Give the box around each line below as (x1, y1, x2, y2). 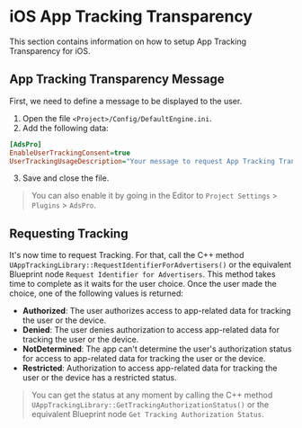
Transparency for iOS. (9, 45, 92, 56)
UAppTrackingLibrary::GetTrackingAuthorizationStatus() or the (31, 399, 270, 410)
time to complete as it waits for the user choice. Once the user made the (9, 279, 277, 290)
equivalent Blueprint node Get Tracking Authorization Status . (31, 409, 264, 420)
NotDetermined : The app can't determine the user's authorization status (22, 343, 292, 354)
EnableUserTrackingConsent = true (9, 148, 130, 157)
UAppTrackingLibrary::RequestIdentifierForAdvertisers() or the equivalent (9, 259, 292, 271)
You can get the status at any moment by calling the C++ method (31, 389, 273, 401)
